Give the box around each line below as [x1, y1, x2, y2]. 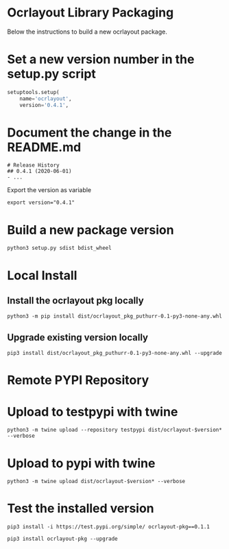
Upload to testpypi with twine [7, 404, 178, 419]
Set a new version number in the [7, 51, 195, 67]
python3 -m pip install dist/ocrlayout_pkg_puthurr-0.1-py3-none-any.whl [7, 313, 223, 320]
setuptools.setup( [7, 89, 60, 95]
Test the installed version [7, 501, 154, 516]
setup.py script [7, 67, 96, 82]
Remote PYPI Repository [7, 373, 149, 388]
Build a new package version [7, 222, 174, 237]
